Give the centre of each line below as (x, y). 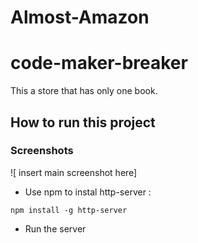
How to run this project (83, 122)
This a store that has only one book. (84, 91)
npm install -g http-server (69, 210)
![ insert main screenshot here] (74, 172)
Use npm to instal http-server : (88, 192)
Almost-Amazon (80, 17)
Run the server (55, 228)
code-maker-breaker (99, 63)
